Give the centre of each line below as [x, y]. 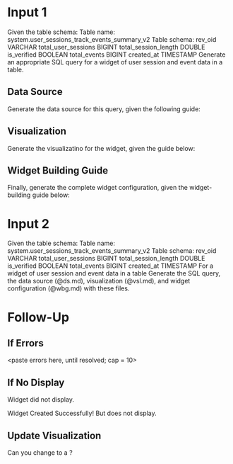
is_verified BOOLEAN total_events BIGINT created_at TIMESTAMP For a [110, 266]
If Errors [25, 343]
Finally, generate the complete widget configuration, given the [98, 188]
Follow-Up [38, 317]
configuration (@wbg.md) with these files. [68, 288]
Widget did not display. [41, 400]
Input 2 [28, 223]
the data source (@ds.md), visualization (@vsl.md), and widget [99, 281]
